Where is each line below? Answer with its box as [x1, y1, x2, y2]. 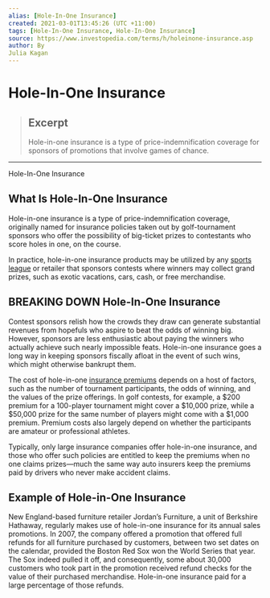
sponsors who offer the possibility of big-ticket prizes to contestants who [8, 230, 252, 240]
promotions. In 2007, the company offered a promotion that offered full [8, 529, 243, 539]
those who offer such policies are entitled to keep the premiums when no [8, 450, 251, 460]
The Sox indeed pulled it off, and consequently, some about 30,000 [8, 555, 231, 564]
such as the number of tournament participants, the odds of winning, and [8, 383, 251, 393]
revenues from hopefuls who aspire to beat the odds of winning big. [8, 325, 234, 335]
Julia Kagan [8, 49, 48, 57]
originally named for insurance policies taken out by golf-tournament [8, 222, 236, 232]
